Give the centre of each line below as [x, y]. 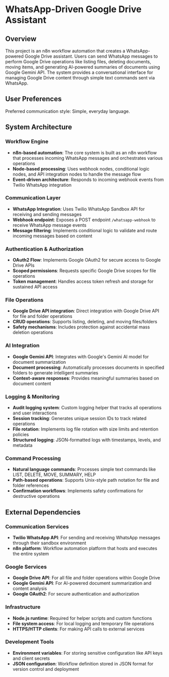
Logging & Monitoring [32, 397]
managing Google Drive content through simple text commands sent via [80, 78]
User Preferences [33, 99]
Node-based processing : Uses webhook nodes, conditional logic [81, 168]
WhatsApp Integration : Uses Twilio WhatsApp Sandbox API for [79, 209]
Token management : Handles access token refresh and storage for [83, 281]
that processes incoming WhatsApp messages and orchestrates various [88, 158]
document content [32, 384]
